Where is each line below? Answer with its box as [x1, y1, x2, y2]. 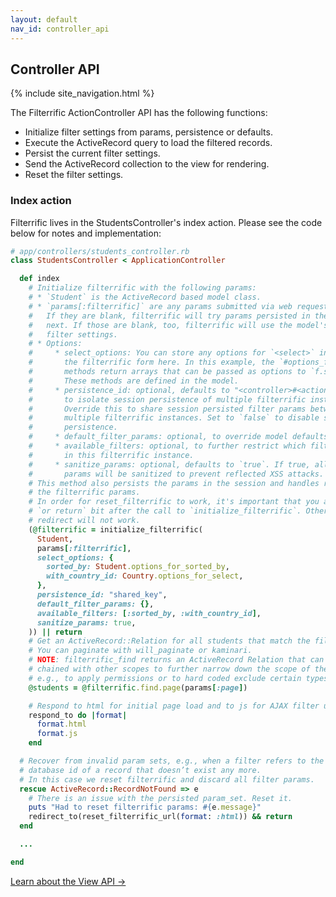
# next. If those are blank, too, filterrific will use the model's [28, 320, 329, 330]
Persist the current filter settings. [24, 147, 161, 160]
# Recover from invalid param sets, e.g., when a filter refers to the [19, 756, 325, 766]
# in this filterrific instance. [28, 450, 195, 460]
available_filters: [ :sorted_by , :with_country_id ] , [36, 608, 262, 618]
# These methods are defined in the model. [28, 376, 240, 386]
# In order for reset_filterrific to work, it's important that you [28, 497, 320, 507]
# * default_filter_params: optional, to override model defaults [28, 432, 329, 442]
